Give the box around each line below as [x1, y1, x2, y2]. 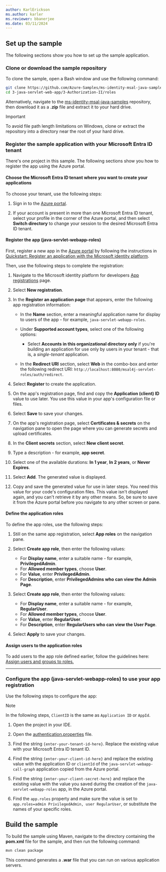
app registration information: [12, 302, 71, 308]
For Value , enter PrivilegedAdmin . [20, 571, 91, 577]
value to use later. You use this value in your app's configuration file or [12, 395, 156, 402]
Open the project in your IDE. [12, 722, 72, 728]
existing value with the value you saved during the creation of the [12, 781, 146, 787]
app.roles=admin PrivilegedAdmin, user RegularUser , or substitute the [12, 801, 157, 806]
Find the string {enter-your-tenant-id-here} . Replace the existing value [12, 740, 159, 747]
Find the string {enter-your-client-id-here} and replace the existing [12, 755, 153, 762]
